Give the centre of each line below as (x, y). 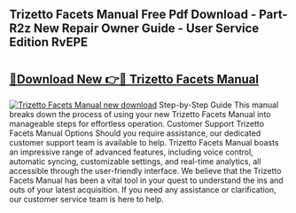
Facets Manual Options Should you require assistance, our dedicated (135, 133)
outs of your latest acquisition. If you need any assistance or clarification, (143, 189)
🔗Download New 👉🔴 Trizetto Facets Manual (134, 79)
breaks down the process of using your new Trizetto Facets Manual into (140, 114)
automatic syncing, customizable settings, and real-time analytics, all (135, 162)
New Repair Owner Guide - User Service (147, 29)
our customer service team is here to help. (86, 199)
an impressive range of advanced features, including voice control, (132, 152)
